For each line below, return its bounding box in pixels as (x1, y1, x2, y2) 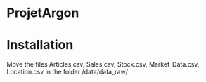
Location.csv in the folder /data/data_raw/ (6, 68, 128, 76)
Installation (6, 37, 74, 53)
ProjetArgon (6, 5, 79, 21)
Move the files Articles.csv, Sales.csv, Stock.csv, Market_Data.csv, (6, 60, 200, 69)
